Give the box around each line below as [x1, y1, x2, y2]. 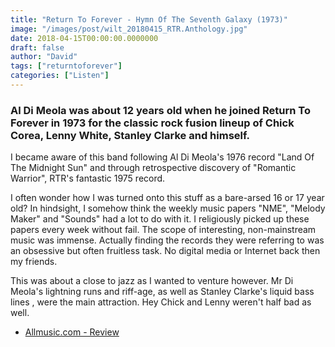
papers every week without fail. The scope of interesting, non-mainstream [10, 224, 317, 236]
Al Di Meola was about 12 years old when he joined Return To [10, 103, 311, 117]
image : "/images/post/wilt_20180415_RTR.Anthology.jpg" [10, 24, 248, 34]
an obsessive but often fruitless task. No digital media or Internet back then [10, 245, 321, 257]
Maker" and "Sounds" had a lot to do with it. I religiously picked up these [10, 213, 310, 225]
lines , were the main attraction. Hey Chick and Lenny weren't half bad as [10, 296, 312, 308]
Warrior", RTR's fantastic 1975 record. [10, 172, 166, 185]
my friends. [10, 256, 58, 268]
